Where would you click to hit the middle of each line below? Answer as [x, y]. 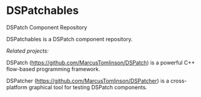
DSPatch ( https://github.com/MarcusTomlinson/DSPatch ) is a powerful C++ [101, 62]
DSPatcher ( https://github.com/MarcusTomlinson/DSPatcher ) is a [88, 81]
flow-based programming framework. [53, 69]
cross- [179, 81]
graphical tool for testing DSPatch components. [88, 87]
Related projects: [28, 51]
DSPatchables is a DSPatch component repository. [70, 39]
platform [17, 87]
